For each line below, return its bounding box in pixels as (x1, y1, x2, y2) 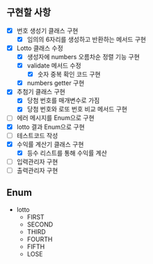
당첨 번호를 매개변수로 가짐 (26, 96, 100, 104)
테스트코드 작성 (16, 131, 58, 139)
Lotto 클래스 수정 (16, 44, 63, 52)
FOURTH (26, 235, 53, 243)
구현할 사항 (6, 6, 51, 19)
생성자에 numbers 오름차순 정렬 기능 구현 (26, 53, 140, 61)
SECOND (26, 220, 54, 228)
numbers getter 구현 (26, 79, 85, 87)
